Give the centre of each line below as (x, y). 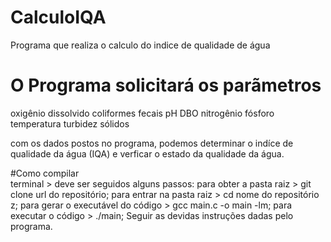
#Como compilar (45, 173)
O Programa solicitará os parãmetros (166, 85)
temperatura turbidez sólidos (70, 123)
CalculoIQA (58, 17)
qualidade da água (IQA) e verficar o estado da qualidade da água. (147, 153)
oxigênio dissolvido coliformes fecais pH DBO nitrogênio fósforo (142, 113)
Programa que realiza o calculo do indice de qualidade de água (140, 45)
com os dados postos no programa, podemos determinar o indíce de (152, 143)
